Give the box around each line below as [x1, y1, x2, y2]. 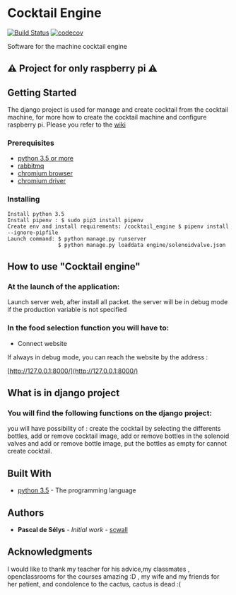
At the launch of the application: [7, 282, 120, 291]
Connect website [17, 339, 67, 347]
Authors [7, 507, 45, 519]
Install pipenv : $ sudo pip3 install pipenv [7, 216, 143, 224]
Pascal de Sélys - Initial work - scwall [17, 526, 129, 534]
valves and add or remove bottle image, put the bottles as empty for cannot [7, 439, 228, 448]
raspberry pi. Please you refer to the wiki [7, 120, 126, 129]
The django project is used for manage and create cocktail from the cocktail [7, 105, 228, 114]
